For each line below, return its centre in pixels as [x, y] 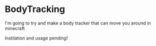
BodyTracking [35, 9]
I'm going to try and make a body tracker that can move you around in [78, 23]
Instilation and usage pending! [36, 38]
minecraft [15, 28]
